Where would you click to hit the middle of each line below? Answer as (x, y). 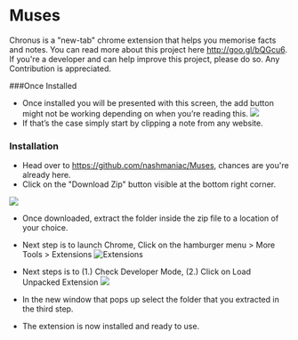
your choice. (45, 228)
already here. (46, 175)
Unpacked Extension (60, 282)
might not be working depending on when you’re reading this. (135, 113)
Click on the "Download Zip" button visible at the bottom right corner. (149, 184)
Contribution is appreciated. (60, 69)
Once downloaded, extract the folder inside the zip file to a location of (150, 218)
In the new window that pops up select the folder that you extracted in (151, 300)
